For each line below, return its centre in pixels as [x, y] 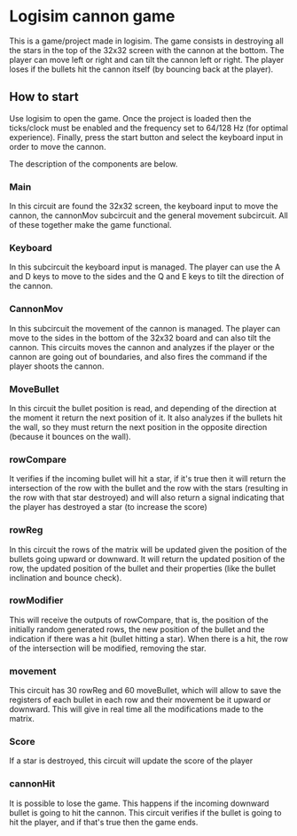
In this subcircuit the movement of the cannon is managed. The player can [145, 328]
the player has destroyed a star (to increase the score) [109, 507]
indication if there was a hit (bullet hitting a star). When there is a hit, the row [148, 638]
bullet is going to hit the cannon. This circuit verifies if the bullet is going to [145, 812]
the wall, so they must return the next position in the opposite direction [138, 426]
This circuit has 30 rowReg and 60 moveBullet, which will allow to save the [145, 691]
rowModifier [36, 600]
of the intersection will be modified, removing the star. [108, 648]
